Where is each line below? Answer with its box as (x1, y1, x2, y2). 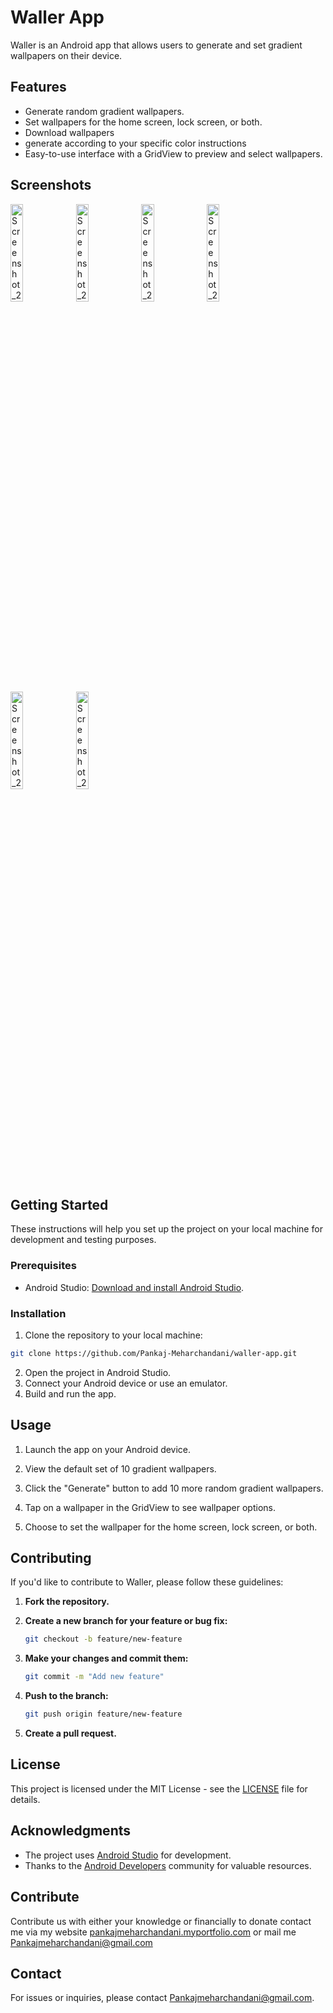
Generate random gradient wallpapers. (24, 105, 185, 117)
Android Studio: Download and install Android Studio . (24, 1281, 245, 1293)
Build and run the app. (24, 1387, 117, 1400)
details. (10, 1793, 41, 1805)
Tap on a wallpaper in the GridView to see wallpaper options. (24, 1501, 276, 1513)
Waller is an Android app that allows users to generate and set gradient (10, 39, 303, 51)
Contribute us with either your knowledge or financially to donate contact (10, 1915, 312, 1927)
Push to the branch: (24, 1690, 109, 1702)
